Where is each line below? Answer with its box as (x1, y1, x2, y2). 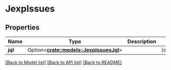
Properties (5, 23, 40, 32)
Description (127, 38, 157, 45)
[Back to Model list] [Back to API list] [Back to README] (5, 59, 122, 65)
